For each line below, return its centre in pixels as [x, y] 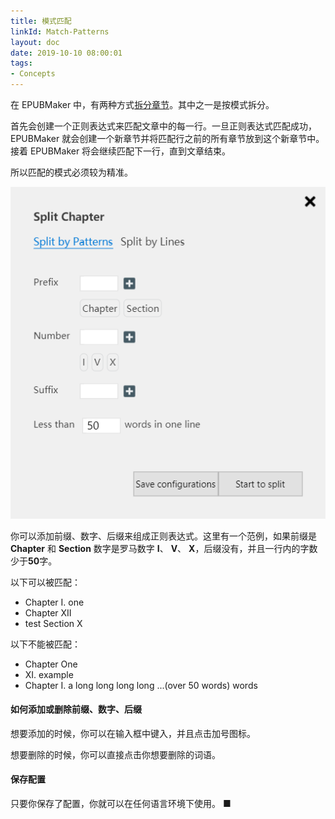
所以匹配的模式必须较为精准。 [71, 172]
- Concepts [33, 74]
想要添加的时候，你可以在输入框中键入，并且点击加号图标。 [133, 733]
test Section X [53, 623]
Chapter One [51, 664]
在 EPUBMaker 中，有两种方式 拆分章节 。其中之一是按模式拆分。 [142, 104]
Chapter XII [48, 612]
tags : [21, 63]
